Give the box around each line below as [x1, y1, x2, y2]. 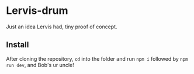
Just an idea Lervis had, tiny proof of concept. [6, 23, 118, 30]
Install [6, 40, 29, 50]
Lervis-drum [6, 4, 68, 17]
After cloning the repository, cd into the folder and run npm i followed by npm [6, 55, 188, 62]
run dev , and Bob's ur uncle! [6, 61, 74, 68]
